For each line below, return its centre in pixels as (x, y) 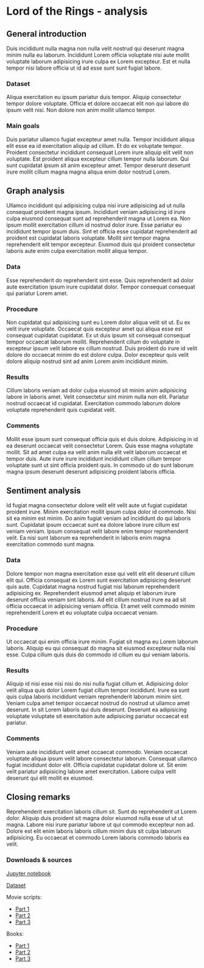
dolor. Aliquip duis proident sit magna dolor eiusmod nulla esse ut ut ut (95, 818)
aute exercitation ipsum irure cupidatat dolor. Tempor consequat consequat (101, 287)
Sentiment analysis (44, 490)
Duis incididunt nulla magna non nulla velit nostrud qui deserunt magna (95, 48)
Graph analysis (36, 191)
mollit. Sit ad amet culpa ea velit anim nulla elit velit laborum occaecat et (97, 452)
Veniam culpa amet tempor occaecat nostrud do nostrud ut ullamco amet (98, 703)
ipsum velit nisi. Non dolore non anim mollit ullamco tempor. (81, 110)
